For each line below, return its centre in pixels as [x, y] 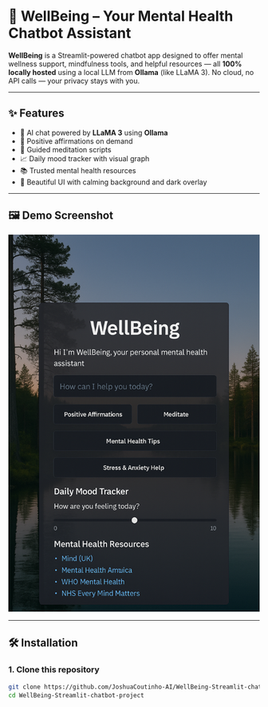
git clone [25, 687]
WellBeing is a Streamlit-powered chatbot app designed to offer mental [126, 55]
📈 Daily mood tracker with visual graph [85, 158]
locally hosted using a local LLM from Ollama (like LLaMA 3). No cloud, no [131, 72]
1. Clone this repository [54, 669]
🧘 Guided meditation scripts [65, 149]
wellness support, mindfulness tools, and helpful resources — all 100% [125, 64]
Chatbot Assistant [70, 33]
